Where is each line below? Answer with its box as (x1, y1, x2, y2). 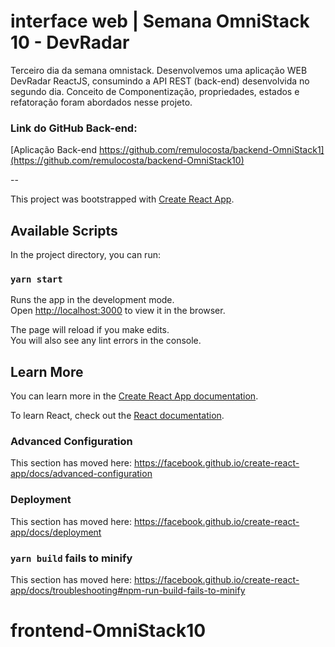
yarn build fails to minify (10, 551, 133, 565)
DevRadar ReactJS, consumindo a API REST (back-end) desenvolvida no (10, 75, 310, 87)
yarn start (10, 273, 63, 285)
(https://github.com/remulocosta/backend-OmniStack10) (10, 155, 245, 167)
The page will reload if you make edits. (10, 324, 170, 336)
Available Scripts (10, 222, 118, 239)
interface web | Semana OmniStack (10, 10, 310, 33)
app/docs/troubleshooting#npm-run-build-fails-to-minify (10, 585, 246, 597)
